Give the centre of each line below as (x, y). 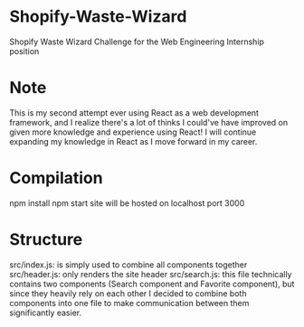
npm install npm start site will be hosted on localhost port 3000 (127, 203)
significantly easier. (46, 313)
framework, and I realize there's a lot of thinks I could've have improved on (149, 122)
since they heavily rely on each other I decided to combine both (128, 293)
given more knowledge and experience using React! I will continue (133, 132)
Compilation (56, 178)
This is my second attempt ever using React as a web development (134, 112)
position (24, 51)
